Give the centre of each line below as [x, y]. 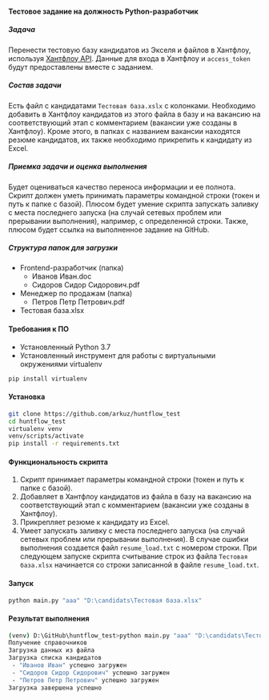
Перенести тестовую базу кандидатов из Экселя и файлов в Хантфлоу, [130, 50]
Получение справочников [48, 643]
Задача [22, 30]
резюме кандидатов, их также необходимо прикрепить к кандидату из [130, 140]
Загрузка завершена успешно [55, 688]
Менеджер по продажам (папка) [76, 294]
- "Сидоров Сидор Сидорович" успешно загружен [91, 673]
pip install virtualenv [48, 378]
